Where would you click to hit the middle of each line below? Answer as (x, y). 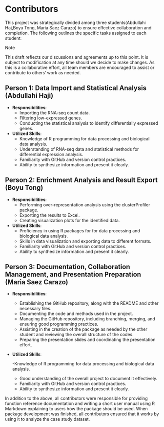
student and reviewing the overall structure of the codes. (76, 335)
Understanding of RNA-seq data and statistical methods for (79, 149)
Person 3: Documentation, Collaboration (68, 267)
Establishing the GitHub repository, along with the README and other (89, 303)
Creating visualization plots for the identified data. (70, 220)
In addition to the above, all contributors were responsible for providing (76, 398)
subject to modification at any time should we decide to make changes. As (80, 62)
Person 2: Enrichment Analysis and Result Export (81, 180)
